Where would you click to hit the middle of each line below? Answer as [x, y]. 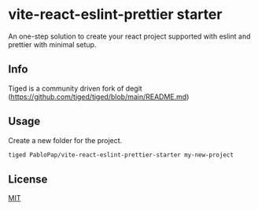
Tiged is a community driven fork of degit [76, 88]
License [28, 179]
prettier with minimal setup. [52, 44]
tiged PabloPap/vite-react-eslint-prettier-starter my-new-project [121, 155]
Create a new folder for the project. [65, 140]
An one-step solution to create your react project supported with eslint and [129, 36]
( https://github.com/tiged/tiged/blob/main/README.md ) [99, 97]
